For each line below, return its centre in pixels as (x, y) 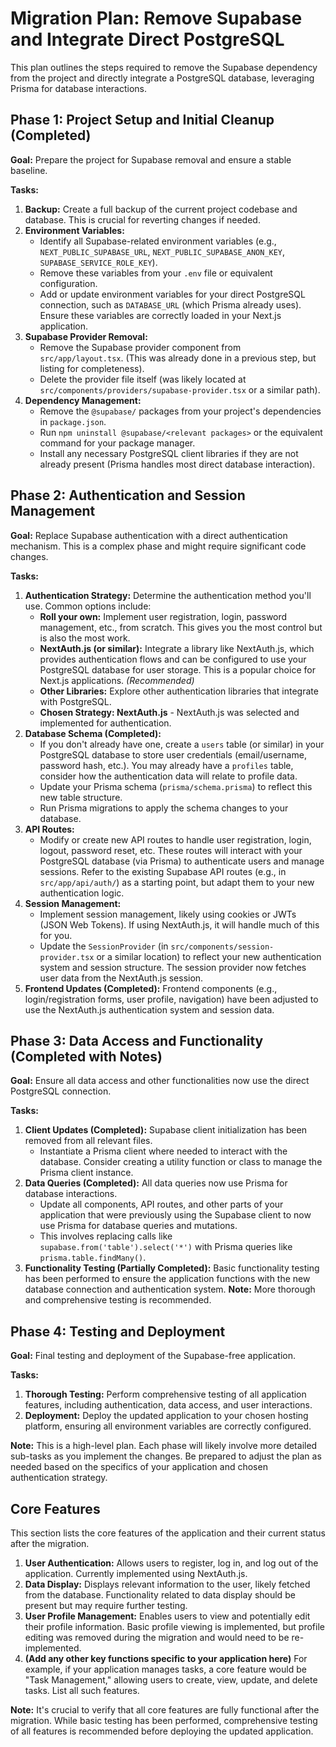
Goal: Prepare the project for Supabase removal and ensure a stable (151, 159)
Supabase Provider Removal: (86, 336)
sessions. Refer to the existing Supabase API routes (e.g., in (163, 871)
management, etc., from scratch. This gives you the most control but (181, 627)
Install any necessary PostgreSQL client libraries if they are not (169, 453)
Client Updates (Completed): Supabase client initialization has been (166, 1130)
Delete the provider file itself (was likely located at (143, 379)
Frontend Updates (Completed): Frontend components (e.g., (151, 988)
